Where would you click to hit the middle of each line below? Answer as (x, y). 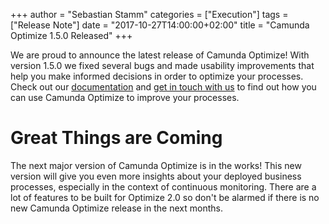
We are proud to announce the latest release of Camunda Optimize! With (160, 55)
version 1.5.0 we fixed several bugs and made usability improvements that (162, 65)
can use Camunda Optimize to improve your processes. (125, 97)
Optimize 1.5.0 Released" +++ (71, 35)
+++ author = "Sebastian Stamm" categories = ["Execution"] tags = (149, 14)
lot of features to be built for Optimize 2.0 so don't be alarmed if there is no (165, 197)
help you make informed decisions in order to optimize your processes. (157, 76)
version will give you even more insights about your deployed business (156, 176)
